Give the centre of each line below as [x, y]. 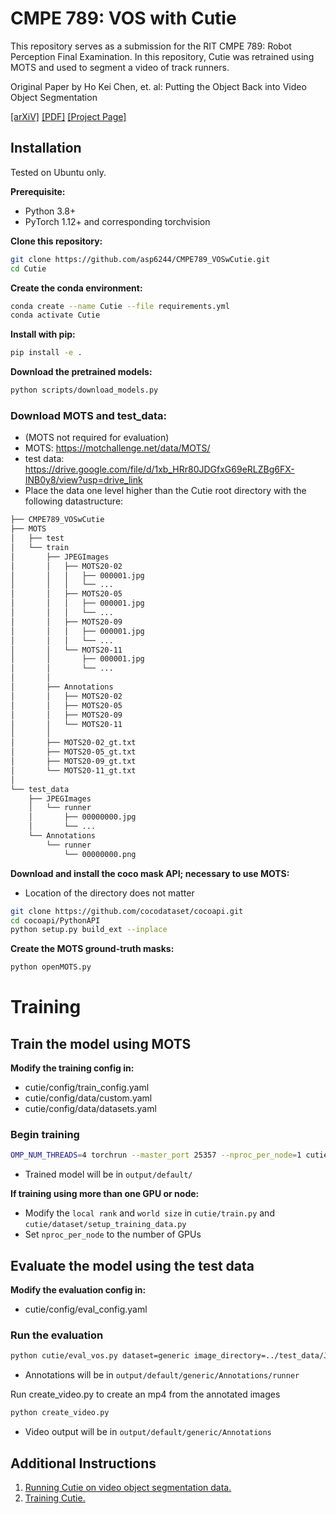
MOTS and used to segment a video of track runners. [120, 67]
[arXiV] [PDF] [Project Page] [68, 116]
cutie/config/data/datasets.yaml [90, 1109]
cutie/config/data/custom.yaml [88, 1098]
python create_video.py [60, 1413]
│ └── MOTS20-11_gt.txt [73, 770]
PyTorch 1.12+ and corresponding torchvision [117, 221]
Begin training [45, 1135]
